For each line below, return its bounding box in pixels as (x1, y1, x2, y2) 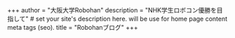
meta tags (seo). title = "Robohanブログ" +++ (7, 23, 138, 31)
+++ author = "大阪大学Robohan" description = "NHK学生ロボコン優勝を (7, 6, 217, 14)
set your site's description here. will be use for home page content (35, 15, 228, 23)
